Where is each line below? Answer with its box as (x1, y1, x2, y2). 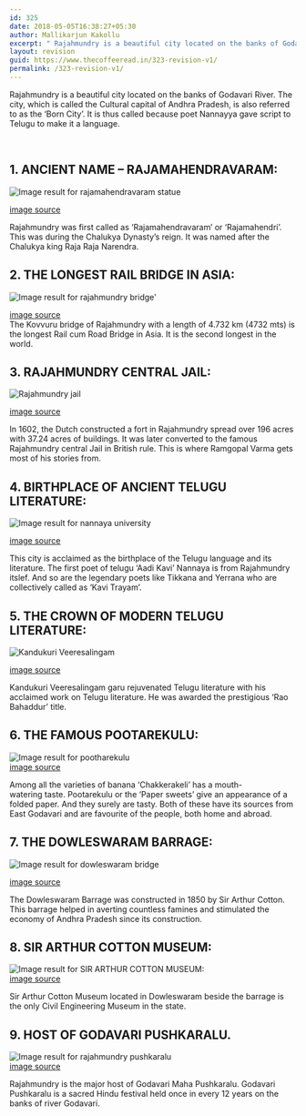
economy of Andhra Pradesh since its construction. (9, 913, 203, 924)
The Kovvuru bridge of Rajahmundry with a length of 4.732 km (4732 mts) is (9, 319, 296, 330)
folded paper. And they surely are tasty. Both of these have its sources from (9, 798, 294, 809)
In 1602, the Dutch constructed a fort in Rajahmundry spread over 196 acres (9, 424, 294, 435)
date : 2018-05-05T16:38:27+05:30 (9, 22, 137, 31)
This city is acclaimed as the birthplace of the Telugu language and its (9, 553, 272, 564)
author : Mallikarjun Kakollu (9, 30, 120, 39)
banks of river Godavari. (9, 1098, 100, 1109)
